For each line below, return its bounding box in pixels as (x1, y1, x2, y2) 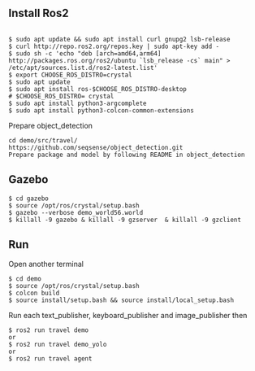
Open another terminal (8, 260, 84, 269)
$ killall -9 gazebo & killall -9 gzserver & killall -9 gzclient (8, 216, 242, 224)
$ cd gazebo (8, 194, 49, 203)
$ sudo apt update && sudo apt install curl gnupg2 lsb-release (8, 35, 231, 43)
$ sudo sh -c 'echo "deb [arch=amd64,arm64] (8, 49, 162, 58)
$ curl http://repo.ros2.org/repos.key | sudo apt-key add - (8, 42, 220, 50)
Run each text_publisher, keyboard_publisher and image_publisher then (8, 311, 248, 321)
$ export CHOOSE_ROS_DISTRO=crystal (8, 71, 132, 79)
